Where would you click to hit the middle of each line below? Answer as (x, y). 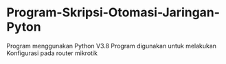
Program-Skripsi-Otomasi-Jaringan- (113, 13)
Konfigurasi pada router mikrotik (52, 53)
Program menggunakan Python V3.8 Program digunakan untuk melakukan (112, 46)
